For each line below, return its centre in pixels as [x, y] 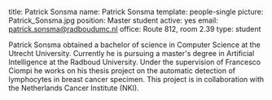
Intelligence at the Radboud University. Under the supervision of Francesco [135, 62]
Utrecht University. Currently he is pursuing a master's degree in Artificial [132, 53]
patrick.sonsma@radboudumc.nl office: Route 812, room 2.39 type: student [135, 29]
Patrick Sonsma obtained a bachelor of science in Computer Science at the [134, 45]
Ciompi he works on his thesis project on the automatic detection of [122, 71]
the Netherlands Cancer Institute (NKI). [74, 88]
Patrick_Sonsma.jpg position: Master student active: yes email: [113, 20]
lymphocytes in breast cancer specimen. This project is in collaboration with [136, 79]
